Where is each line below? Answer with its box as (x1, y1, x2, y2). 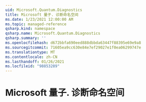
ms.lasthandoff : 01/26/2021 (5, 59, 65, 64)
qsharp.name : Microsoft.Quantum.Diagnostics (5, 31, 101, 36)
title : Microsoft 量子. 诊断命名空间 (5, 12, 79, 17)
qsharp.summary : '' (5, 36, 46, 41)
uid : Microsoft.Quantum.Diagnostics (5, 7, 82, 13)
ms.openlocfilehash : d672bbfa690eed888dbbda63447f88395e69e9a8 (5, 40, 141, 45)
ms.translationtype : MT (5, 49, 56, 55)
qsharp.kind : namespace (5, 26, 56, 31)
